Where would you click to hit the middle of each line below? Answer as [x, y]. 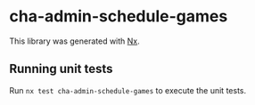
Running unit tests [61, 69]
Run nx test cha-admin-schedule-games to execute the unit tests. [128, 90]
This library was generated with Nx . [74, 41]
